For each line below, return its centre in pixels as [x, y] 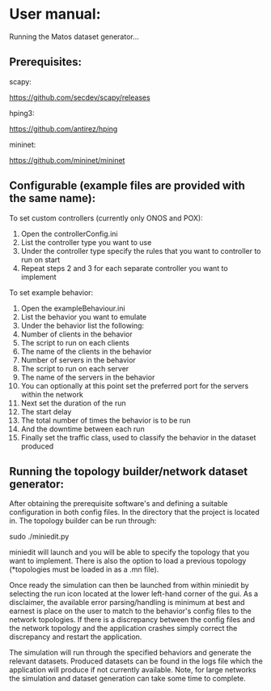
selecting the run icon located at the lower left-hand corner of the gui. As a [133, 594]
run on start [40, 260]
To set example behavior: [51, 292]
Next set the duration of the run [73, 403]
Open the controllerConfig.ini [69, 234]
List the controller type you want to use [86, 242]
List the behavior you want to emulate [84, 316]
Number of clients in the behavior [76, 334]
